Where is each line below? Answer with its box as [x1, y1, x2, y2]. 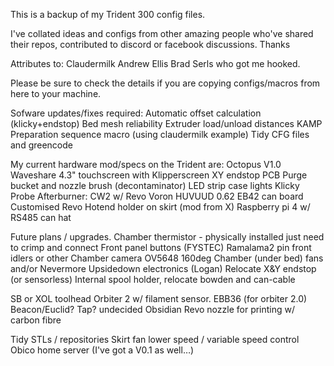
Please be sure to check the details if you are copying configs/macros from [10, 77, 321, 89]
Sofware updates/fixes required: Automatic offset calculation [10, 107, 262, 119]
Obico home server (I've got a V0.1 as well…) [10, 344, 195, 356]
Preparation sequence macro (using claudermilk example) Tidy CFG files [10, 129, 310, 140]
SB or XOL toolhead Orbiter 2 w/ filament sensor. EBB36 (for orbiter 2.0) [10, 293, 308, 304]
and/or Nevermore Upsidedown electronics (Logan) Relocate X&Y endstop [10, 263, 317, 274]
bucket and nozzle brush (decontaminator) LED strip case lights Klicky [10, 180, 300, 191]
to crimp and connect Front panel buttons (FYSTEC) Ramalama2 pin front [10, 242, 312, 253]
